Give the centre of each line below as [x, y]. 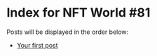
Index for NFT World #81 [78, 13]
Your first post [37, 45]
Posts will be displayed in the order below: [68, 32]
